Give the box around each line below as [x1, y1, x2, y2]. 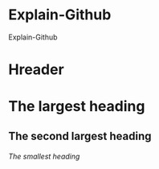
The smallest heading [8, 151, 80, 162]
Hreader [8, 60, 64, 79]
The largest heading [8, 97, 145, 116]
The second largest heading [8, 129, 152, 142]
